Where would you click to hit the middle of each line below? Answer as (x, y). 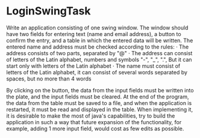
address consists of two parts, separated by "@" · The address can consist (99, 53)
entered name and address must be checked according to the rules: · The (98, 47)
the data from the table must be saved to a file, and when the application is (99, 103)
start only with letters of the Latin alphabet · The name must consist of (93, 66)
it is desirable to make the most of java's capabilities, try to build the (91, 116)
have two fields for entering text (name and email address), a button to (94, 34)
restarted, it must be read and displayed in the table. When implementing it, (100, 109)
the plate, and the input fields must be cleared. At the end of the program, (98, 97)
